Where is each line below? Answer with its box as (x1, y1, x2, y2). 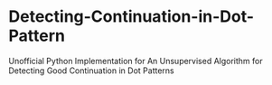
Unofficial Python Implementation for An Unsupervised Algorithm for (8, 55, 263, 66)
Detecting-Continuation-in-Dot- (8, 6, 255, 27)
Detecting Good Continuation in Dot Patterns (8, 65, 174, 76)
